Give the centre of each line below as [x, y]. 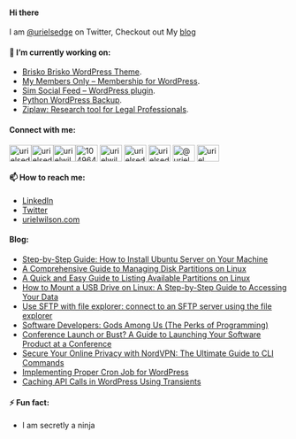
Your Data [40, 297]
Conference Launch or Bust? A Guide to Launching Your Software [141, 335]
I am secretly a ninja [58, 426]
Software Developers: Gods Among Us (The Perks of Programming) [145, 325]
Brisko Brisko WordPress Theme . [82, 72]
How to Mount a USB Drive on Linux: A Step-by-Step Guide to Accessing [154, 288]
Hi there [24, 12]
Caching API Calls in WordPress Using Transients [111, 381]
